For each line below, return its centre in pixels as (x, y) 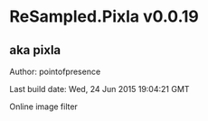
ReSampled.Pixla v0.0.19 (104, 17)
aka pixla (35, 50)
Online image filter (44, 107)
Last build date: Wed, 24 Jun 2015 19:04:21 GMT (99, 89)
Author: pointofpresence (55, 71)
